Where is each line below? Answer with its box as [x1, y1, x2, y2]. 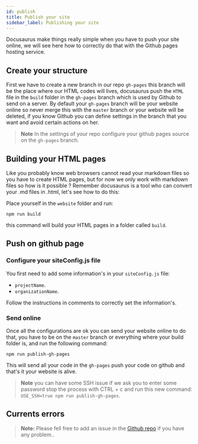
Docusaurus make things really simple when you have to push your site [6, 36, 180, 43]
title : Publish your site [6, 14, 70, 20]
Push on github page [6, 239, 84, 249]
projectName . [14, 281, 46, 289]
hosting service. [6, 48, 46, 56]
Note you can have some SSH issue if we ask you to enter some [20, 379, 177, 386]
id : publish [6, 8, 35, 15]
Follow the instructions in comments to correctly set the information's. [6, 299, 177, 306]
